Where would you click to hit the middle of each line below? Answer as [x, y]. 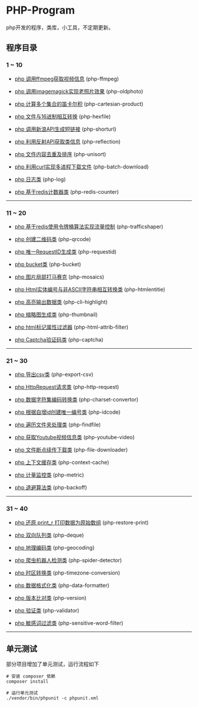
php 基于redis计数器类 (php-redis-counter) [67, 192]
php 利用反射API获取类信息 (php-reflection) [67, 141]
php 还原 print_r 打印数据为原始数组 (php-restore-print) [82, 522]
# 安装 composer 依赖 [31, 677]
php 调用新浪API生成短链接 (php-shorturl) [65, 129]
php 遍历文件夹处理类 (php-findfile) [58, 425]
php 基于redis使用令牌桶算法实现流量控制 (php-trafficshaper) [89, 226]
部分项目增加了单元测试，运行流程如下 [52, 664]
